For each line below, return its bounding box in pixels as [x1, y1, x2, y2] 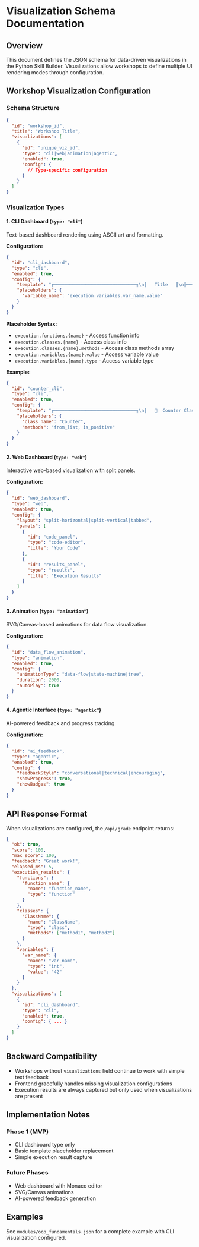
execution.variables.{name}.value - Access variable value [14, 351, 159, 358]
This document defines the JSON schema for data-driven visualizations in [6, 56, 187, 63]
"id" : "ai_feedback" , [11, 748, 65, 754]
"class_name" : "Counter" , [21, 418, 86, 424]
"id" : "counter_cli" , [11, 385, 65, 392]
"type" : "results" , [27, 567, 76, 573]
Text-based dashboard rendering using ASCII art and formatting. [6, 231, 164, 238]
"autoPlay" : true [17, 682, 60, 689]
